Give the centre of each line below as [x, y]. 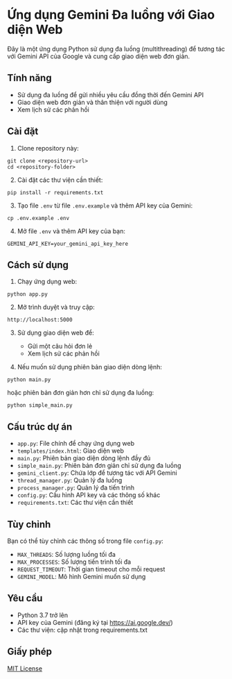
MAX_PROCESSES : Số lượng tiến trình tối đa [74, 562]
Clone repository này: [48, 148]
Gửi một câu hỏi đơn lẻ [60, 346]
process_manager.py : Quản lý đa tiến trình [76, 488]
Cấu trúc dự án [40, 427]
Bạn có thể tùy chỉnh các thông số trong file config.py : [86, 541]
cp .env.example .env [38, 218]
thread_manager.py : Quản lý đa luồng [70, 480]
